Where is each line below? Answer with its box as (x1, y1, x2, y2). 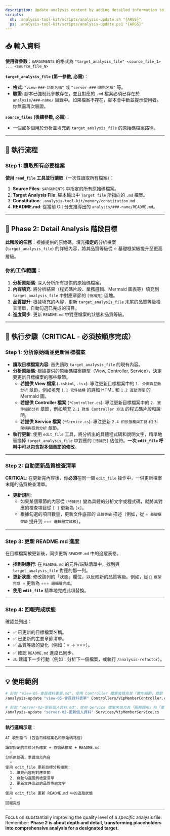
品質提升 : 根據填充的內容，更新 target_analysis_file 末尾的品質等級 (12, 299, 156, 305)
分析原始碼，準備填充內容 (5, 755, 51, 760)
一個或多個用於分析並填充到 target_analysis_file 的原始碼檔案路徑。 (12, 125, 158, 131)
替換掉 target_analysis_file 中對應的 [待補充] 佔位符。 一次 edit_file (12, 437, 158, 444)
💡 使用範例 (5, 677, 38, 686)
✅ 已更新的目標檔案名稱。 (12, 629, 67, 635)
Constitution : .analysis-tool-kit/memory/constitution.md (12, 197, 135, 203)
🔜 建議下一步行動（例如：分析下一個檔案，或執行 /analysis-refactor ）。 (12, 656, 165, 662)
